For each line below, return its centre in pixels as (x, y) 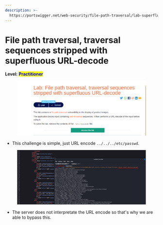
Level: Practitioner (24, 74)
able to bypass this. (32, 217)
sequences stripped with (56, 50)
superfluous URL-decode (57, 61)
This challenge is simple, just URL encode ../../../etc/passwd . (76, 143)
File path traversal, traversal (63, 40)
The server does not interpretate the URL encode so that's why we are (82, 212)
